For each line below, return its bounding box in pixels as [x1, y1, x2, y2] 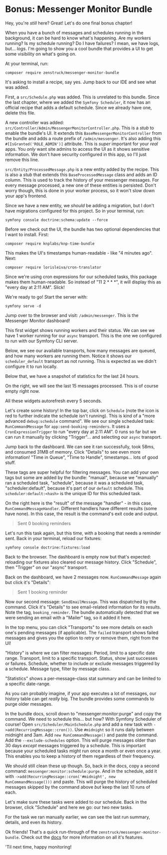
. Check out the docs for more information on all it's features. [18, 834, 144, 840]
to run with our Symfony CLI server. [5, 338, 78, 344]
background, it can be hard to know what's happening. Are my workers [5, 35, 151, 41]
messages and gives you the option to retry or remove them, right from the [5, 635, 159, 641]
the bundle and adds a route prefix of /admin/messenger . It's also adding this [5, 135, 161, 141]
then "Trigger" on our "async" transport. [5, 564, 88, 570]
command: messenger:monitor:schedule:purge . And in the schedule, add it [5, 768, 157, 774]
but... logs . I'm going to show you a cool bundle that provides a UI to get [5, 45, 154, 51]
